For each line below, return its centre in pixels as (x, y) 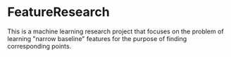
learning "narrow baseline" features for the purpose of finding (97, 38)
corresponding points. (39, 46)
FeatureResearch (59, 12)
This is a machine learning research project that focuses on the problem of (115, 31)
